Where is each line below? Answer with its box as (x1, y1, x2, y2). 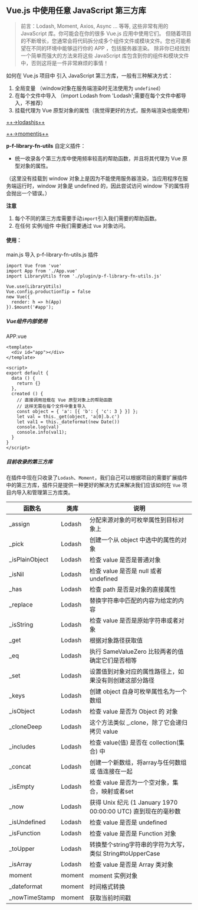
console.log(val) (16, 424, 60, 430)
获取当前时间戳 (89, 893, 131, 902)
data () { (11, 375, 35, 381)
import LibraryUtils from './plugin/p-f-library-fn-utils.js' (6, 273, 162, 279)
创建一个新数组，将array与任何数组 (89, 758, 187, 766)
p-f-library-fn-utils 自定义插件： (6, 142, 86, 149)
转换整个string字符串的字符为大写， (89, 840, 189, 848)
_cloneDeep (9, 722, 42, 731)
